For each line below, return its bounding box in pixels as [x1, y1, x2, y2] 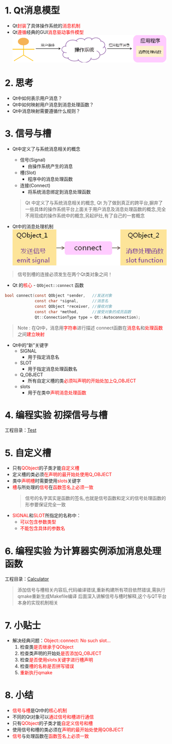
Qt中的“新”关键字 [12, 342, 49, 348]
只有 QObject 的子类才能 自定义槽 [12, 465, 80, 471]
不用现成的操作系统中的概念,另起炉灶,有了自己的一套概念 [25, 212, 145, 219]
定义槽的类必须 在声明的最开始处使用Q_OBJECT [12, 472, 112, 478]
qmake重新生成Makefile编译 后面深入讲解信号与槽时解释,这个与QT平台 [17, 593, 167, 599]
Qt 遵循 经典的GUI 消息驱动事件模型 [12, 29, 84, 35]
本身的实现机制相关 [17, 600, 59, 606]
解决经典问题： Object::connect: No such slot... [12, 637, 111, 644]
